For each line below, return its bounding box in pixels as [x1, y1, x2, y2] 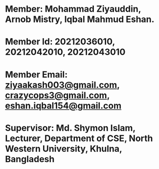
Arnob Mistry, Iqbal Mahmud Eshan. [5, 14, 155, 25]
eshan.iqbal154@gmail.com [5, 100, 121, 111]
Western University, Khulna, [5, 143, 122, 154]
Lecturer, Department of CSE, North [5, 133, 153, 144]
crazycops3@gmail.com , [5, 89, 110, 101]
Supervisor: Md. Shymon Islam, [5, 122, 136, 133]
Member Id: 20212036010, [5, 36, 115, 47]
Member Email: [5, 69, 68, 80]
